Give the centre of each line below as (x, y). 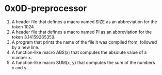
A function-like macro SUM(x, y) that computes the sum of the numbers (83, 62)
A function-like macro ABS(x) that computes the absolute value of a (79, 52)
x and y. (19, 67)
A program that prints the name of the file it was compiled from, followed (84, 42)
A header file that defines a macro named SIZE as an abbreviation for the (84, 22)
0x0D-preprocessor (46, 8)
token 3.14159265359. (33, 37)
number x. (22, 57)
